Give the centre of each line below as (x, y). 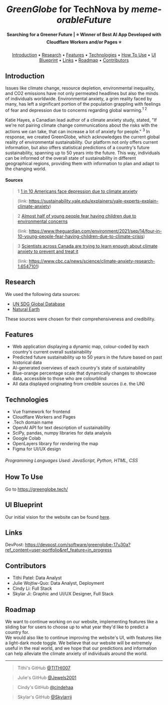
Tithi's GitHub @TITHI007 (44, 668)
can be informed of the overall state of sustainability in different (70, 158)
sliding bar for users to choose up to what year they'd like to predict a (77, 627)
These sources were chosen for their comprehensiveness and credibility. (80, 319)
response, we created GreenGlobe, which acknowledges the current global (82, 137)
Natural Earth (26, 309)
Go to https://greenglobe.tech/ (37, 489)
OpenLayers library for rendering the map (55, 444)
